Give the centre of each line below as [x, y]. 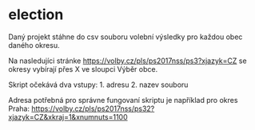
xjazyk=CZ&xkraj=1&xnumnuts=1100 [68, 116]
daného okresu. [34, 45]
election [36, 15]
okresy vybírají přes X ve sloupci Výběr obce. [83, 69]
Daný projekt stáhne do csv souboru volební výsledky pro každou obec [126, 37]
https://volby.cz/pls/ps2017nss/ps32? [93, 108]
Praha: [19, 108]
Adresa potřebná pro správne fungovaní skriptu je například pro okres [123, 100]
